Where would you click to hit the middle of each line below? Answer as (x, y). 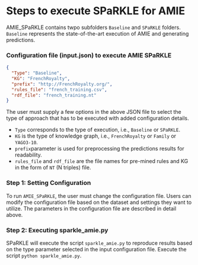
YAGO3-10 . (26, 142)
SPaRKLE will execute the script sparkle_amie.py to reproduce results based (99, 243)
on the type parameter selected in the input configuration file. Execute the (96, 249)
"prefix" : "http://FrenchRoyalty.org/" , (62, 84)
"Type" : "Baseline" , (37, 73)
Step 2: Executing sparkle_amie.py (57, 230)
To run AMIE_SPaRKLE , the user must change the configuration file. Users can (99, 196)
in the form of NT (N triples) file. (53, 168)
